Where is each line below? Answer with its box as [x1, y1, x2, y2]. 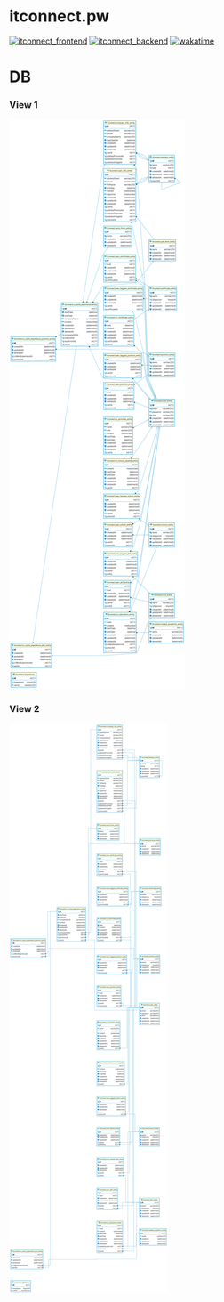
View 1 [9, 99, 38, 111]
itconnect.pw [9, 6, 109, 27]
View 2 [9, 703, 40, 716]
